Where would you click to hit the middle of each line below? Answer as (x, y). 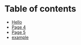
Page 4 (19, 27)
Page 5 (19, 32)
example (20, 37)
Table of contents (40, 9)
